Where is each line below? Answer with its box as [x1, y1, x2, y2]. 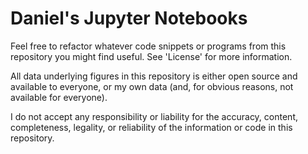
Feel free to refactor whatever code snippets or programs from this [10, 40, 287, 52]
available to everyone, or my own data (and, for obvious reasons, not [10, 80, 294, 92]
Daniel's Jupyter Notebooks [10, 7, 248, 30]
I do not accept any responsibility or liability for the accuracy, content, [10, 110, 298, 122]
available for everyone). [10, 91, 108, 103]
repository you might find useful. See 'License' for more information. [10, 50, 293, 62]
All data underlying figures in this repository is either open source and [10, 70, 298, 82]
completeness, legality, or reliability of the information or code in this [10, 121, 293, 133]
